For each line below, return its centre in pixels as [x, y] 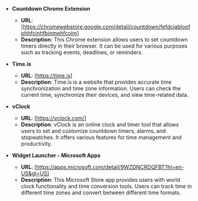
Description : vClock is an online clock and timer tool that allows [100, 125]
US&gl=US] [35, 173]
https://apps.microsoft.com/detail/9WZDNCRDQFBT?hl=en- [110, 167]
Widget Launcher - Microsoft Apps [56, 155]
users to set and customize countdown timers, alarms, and [93, 131]
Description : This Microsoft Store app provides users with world [100, 180]
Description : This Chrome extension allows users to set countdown [104, 39]
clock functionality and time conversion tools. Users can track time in [106, 186]
